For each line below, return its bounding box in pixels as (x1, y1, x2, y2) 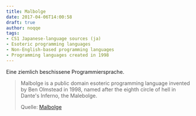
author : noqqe (6, 25, 41, 31)
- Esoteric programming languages (6, 42, 91, 47)
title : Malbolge (6, 8, 46, 15)
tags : (6, 30, 19, 36)
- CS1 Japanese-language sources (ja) (6, 36, 101, 42)
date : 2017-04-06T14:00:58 (6, 14, 72, 20)
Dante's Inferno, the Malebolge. (20, 92, 98, 99)
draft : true (6, 19, 35, 25)
